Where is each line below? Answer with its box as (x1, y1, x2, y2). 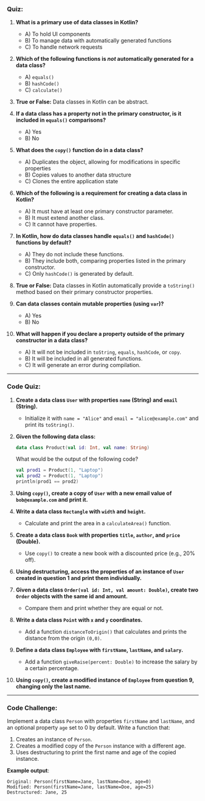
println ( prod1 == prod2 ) (15, 478, 79, 485)
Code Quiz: (7, 382, 41, 391)
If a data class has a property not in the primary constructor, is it (15, 110, 182, 117)
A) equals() (24, 74, 54, 81)
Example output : (7, 767, 49, 774)
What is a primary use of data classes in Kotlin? (15, 19, 139, 26)
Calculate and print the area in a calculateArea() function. (24, 520, 172, 527)
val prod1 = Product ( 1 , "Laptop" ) (15, 467, 104, 474)
